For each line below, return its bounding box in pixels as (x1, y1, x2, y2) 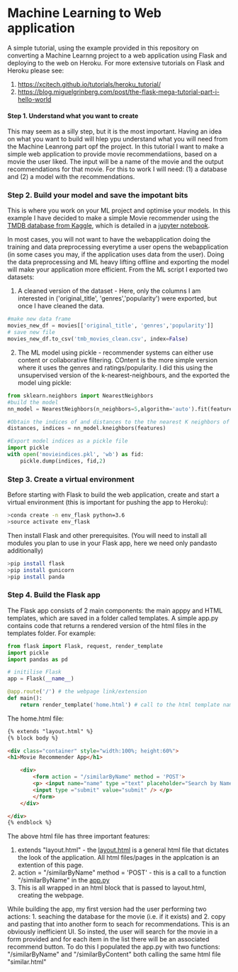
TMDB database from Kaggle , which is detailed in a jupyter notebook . (7, 222, 210, 230)
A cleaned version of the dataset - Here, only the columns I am (17, 286, 201, 296)
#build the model (7, 399, 59, 406)
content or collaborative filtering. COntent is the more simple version (17, 355, 218, 364)
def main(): (7, 695, 42, 702)
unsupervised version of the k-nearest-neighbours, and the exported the (17, 371, 230, 379)
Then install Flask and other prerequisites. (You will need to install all (7, 531, 208, 539)
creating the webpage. (17, 891, 84, 900)
